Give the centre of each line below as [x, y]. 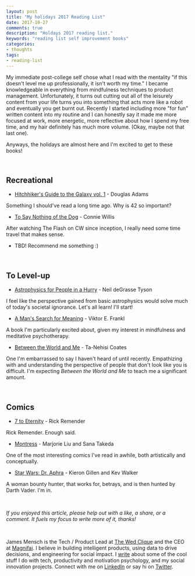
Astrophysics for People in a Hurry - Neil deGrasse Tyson [83, 289]
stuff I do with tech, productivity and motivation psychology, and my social [95, 560]
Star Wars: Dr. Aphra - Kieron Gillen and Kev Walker [76, 472]
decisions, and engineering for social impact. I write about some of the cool [97, 554]
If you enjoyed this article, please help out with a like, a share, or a [86, 513]
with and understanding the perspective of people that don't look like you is [97, 365]
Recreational [30, 180]
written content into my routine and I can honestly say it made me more [91, 114]
